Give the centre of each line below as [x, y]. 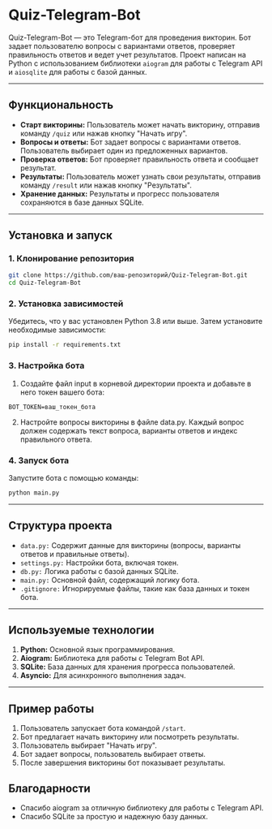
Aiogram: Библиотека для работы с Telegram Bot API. [112, 658]
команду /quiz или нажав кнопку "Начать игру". [104, 133]
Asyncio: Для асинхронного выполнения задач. [103, 676]
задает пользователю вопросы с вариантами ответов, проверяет [122, 45]
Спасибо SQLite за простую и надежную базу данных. [114, 817]
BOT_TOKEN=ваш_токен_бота [52, 407]
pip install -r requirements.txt [65, 345]
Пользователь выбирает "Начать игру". [89, 745]
